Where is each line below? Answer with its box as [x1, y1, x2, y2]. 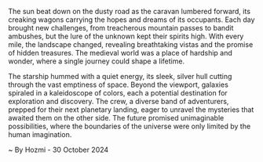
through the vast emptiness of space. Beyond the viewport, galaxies [8, 80, 229, 89]
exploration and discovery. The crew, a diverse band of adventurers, [8, 97, 229, 106]
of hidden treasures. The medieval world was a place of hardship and [8, 49, 233, 57]
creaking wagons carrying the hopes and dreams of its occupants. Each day [8, 15, 255, 24]
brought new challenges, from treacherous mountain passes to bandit [8, 23, 234, 32]
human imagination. [8, 130, 72, 139]
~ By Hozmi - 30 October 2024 [8, 145, 109, 154]
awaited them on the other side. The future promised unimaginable [8, 113, 225, 122]
